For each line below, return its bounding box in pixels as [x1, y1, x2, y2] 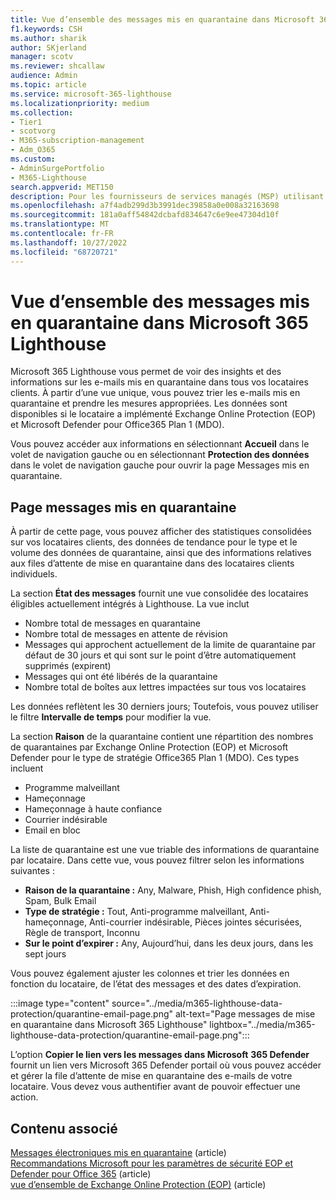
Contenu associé [10, 1120, 118, 1137]
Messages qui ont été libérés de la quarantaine [24, 671, 218, 683]
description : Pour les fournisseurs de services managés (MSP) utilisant [10, 191, 325, 201]
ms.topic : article [10, 80, 87, 90]
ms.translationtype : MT [10, 219, 110, 230]
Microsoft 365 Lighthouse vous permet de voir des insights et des [10, 366, 282, 378]
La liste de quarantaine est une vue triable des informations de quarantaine [10, 844, 320, 856]
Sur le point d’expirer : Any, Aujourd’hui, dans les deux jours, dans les [24, 937, 314, 950]
